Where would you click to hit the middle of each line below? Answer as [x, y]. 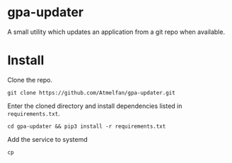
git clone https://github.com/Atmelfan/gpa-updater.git [91, 92]
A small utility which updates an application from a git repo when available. [116, 32]
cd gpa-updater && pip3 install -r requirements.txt [87, 126]
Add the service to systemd [47, 139]
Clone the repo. [30, 80]
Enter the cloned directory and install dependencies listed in [95, 106]
